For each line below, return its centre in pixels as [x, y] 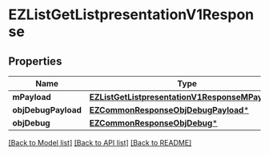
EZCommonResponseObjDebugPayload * [169, 110]
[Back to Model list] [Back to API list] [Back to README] [100, 143]
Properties [35, 61]
